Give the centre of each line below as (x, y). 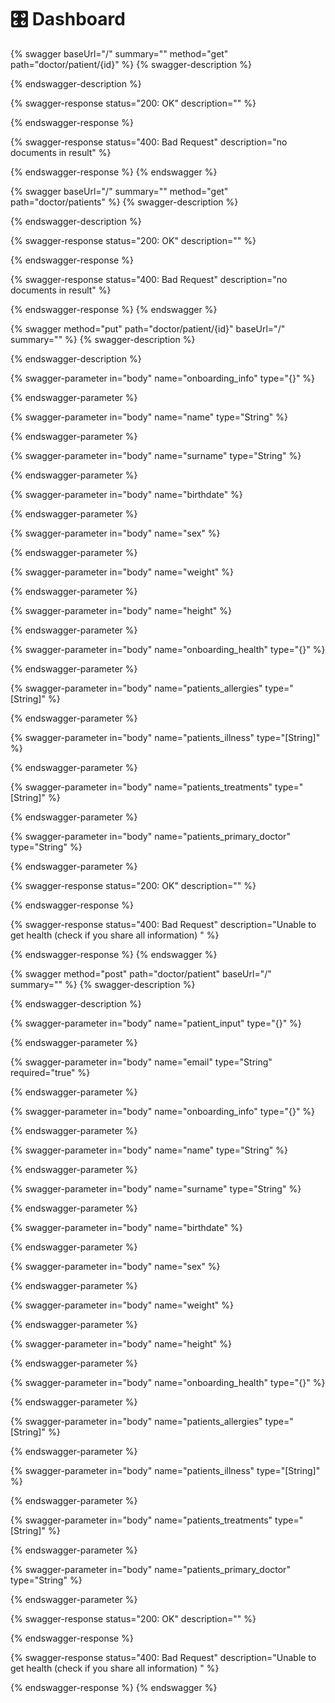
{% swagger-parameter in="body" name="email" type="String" (141, 1062)
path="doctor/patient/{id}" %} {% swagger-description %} (131, 64)
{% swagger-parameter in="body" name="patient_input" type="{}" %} (156, 1023)
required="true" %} (50, 1072)
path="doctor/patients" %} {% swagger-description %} (124, 202)
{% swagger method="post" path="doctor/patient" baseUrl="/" (141, 973)
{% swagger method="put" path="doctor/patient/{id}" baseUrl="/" (148, 328)
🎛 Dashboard (68, 19)
